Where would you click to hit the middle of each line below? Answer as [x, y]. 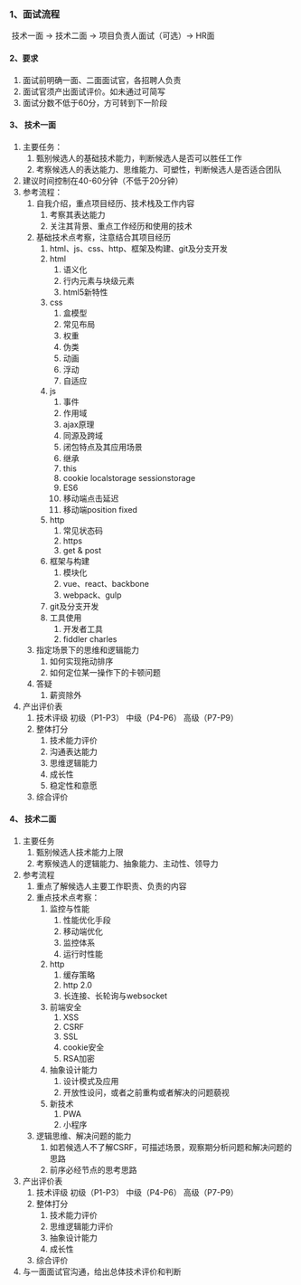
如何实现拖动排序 [81, 661]
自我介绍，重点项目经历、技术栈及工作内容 [115, 203]
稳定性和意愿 [73, 785]
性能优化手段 [87, 920]
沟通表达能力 [73, 751]
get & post [82, 550]
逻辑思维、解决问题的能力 [84, 1136]
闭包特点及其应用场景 [103, 447]
